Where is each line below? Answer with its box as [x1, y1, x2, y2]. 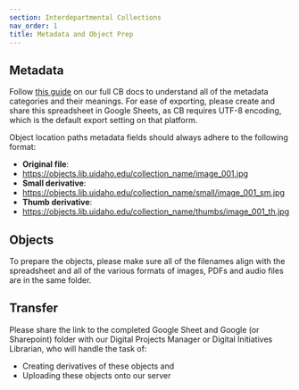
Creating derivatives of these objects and [21, 361, 175, 371]
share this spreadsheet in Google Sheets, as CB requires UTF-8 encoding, [9, 105, 282, 116]
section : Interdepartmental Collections [9, 12, 162, 22]
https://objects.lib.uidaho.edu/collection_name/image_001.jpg [21, 169, 248, 179]
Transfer [9, 301, 59, 316]
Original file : [21, 159, 70, 170]
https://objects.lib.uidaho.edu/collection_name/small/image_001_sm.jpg [21, 187, 286, 198]
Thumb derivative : [21, 197, 93, 208]
